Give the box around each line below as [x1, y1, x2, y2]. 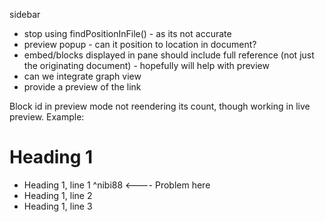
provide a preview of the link [23, 81, 142, 93]
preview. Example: [9, 111, 85, 123]
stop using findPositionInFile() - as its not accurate [23, 28, 232, 39]
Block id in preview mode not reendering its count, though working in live [9, 100, 311, 112]
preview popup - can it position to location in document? [23, 39, 257, 50]
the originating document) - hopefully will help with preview [23, 60, 270, 71]
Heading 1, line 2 [23, 189, 93, 201]
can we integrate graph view [23, 70, 142, 82]
